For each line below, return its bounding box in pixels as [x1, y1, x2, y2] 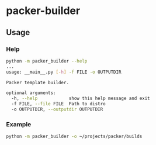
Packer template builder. [6, 80, 69, 85]
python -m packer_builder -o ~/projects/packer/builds [6, 133, 143, 140]
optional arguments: [6, 90, 57, 96]
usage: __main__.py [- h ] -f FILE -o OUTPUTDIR [6, 69, 122, 75]
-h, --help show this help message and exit [11, 95, 150, 102]
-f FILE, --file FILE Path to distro [11, 101, 106, 107]
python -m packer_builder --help [6, 58, 88, 64]
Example [6, 120, 32, 128]
